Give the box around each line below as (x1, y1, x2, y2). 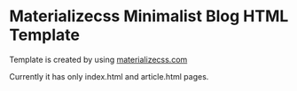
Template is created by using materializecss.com (9, 54, 188, 64)
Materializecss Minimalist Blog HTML (9, 6, 289, 27)
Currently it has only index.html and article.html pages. (9, 71, 209, 81)
